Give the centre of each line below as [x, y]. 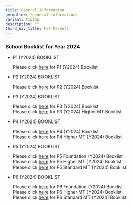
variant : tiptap [22, 19]
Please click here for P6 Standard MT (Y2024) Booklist [70, 197]
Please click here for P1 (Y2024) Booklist [55, 67]
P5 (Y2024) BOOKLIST [36, 147]
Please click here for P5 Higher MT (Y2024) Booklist [67, 162]
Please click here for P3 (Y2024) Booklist [55, 106]
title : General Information [35, 10]
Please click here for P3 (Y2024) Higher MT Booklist [67, 112]
